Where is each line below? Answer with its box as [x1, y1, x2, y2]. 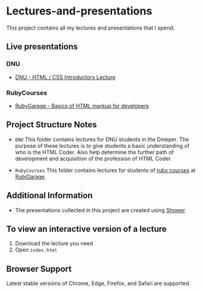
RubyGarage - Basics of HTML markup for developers [14, 102, 150, 109]
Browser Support [6, 263, 72, 274]
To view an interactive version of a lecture [6, 224, 167, 234]
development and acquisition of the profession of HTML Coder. [14, 155, 172, 162]
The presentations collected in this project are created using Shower [14, 206, 186, 213]
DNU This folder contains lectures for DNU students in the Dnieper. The [14, 136, 189, 143]
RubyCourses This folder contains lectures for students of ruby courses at [14, 166, 196, 174]
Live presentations [6, 42, 78, 52]
